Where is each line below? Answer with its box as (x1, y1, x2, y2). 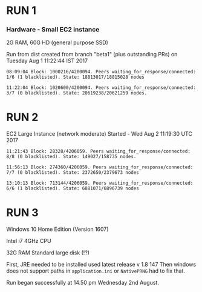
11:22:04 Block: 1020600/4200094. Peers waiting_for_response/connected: (6, 85, 197, 91)
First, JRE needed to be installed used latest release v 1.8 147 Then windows (6, 261, 197, 268)
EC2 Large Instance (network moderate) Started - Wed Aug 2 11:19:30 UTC (6, 130, 192, 138)
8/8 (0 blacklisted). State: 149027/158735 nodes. (6, 154, 137, 160)
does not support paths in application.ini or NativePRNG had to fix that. (6, 267, 186, 274)
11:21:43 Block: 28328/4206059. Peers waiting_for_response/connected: (6, 148, 191, 154)
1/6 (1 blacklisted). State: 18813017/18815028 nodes (6, 74, 145, 81)
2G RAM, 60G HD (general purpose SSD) (6, 39, 109, 46)
